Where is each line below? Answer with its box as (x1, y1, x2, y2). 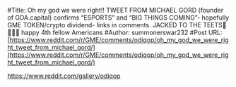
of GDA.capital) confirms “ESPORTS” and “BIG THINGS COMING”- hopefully (7, 13, 230, 22)
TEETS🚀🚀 (202, 21, 228, 29)
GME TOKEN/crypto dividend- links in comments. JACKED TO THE (7, 21, 201, 29)
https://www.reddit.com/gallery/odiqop (7, 72, 121, 80)
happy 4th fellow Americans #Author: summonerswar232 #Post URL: (20, 28, 223, 36)
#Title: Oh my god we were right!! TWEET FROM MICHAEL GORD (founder (7, 6, 224, 14)
